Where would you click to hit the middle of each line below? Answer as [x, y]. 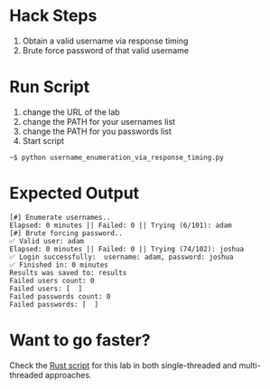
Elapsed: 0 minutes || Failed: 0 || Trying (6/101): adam [121, 225]
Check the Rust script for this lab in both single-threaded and [123, 365]
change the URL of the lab [71, 112]
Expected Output [74, 193]
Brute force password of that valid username [106, 50]
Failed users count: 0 [52, 280]
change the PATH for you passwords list [97, 131]
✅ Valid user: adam [47, 241]
